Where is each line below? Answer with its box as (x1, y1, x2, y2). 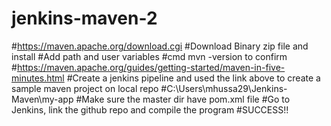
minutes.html (11, 72, 65, 84)
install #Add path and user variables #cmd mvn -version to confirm (11, 50, 288, 62)
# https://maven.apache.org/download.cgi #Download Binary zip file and (11, 40, 309, 52)
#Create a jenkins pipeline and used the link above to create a (66, 72, 321, 84)
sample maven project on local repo (11, 82, 159, 94)
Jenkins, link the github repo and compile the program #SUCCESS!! (11, 103, 289, 116)
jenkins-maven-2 (11, 7, 158, 30)
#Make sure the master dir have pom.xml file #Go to (75, 93, 291, 105)
